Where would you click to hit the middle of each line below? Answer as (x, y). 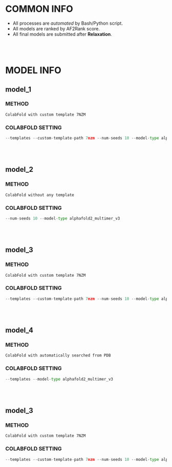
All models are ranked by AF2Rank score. (56, 28)
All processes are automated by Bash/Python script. (68, 23)
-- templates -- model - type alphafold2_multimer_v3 (59, 379)
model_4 (19, 330)
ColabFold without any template (40, 195)
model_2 (19, 169)
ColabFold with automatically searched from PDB (58, 355)
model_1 (18, 89)
